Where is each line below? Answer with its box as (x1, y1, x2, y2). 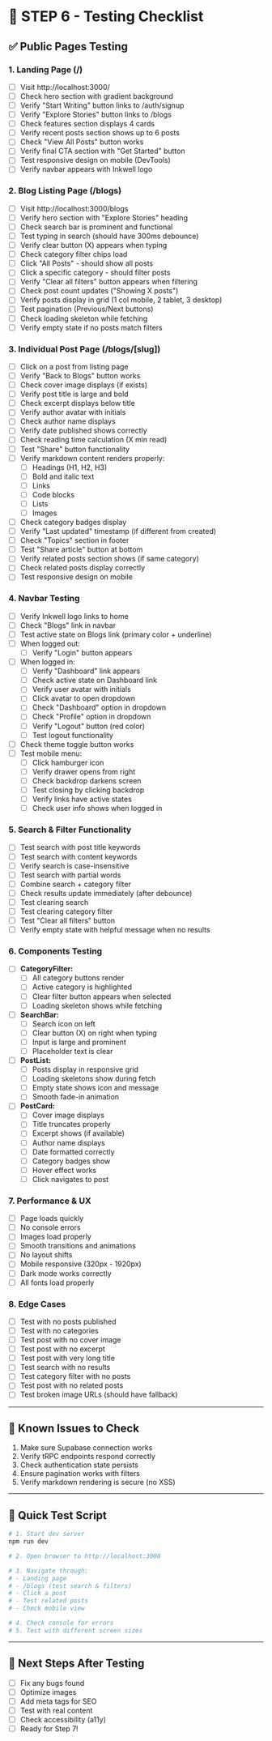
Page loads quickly (19, 1214, 84, 1223)
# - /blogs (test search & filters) (8, 1581, 132, 1590)
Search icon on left (32, 1018, 96, 1028)
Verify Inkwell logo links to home (19, 611, 130, 621)
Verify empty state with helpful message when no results (19, 925, 210, 934)
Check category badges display (19, 518, 127, 527)
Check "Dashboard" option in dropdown (32, 702, 167, 712)
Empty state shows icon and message (32, 1083, 159, 1093)
